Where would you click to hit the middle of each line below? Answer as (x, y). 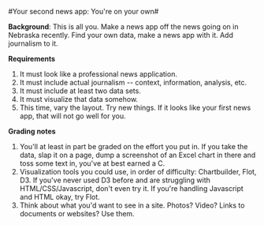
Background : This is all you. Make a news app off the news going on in (123, 26)
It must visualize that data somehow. (79, 99)
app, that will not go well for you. (73, 116)
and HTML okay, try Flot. (59, 197)
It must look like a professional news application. (98, 74)
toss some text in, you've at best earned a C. (92, 163)
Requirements (32, 59)
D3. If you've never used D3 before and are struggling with (115, 180)
